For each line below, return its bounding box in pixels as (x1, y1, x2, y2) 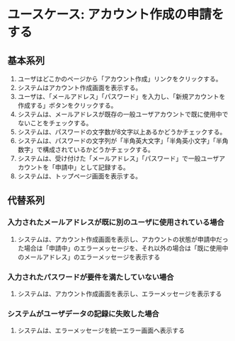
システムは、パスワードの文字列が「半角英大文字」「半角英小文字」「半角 (17, 137, 229, 145)
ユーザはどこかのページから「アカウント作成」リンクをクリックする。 (17, 75, 222, 83)
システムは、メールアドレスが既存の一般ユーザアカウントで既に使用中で (17, 110, 229, 118)
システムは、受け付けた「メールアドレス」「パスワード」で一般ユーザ (17, 154, 219, 163)
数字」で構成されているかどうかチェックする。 (17, 146, 154, 154)
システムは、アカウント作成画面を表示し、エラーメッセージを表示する (17, 289, 222, 298)
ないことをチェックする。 (17, 119, 93, 127)
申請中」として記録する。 (55, 163, 130, 171)
